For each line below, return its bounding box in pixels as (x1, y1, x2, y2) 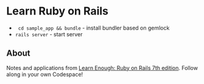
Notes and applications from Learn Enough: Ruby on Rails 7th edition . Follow (6, 64, 198, 71)
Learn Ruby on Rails (6, 4, 108, 18)
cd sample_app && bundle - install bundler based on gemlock (18, 24, 170, 31)
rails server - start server (15, 30, 83, 37)
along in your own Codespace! (6, 71, 83, 78)
